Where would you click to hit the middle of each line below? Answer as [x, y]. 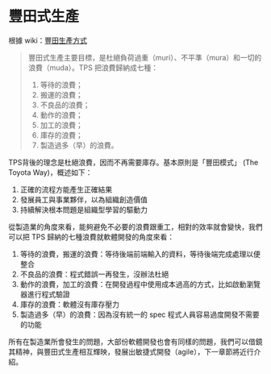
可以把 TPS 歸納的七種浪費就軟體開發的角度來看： [92, 237]
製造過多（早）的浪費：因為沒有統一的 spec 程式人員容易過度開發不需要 [140, 314]
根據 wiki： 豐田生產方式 [48, 40]
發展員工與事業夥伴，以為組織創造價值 [83, 199]
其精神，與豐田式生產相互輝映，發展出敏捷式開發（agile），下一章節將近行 [131, 351]
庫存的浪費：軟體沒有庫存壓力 [69, 304]
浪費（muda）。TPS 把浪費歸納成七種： [93, 67]
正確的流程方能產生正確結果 [66, 189]
